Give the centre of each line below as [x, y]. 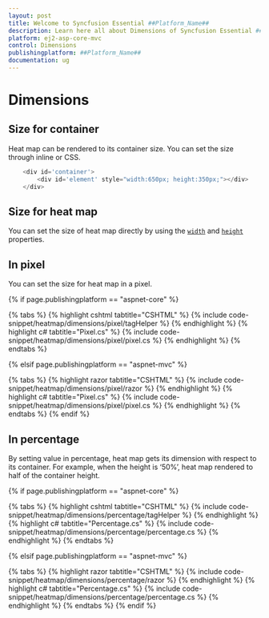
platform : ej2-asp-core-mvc [55, 38]
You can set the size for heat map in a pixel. [80, 284]
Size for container [54, 129]
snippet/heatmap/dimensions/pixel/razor [75, 388]
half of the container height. [54, 475]
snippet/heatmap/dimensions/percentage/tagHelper [94, 515]
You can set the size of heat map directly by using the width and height [126, 231]
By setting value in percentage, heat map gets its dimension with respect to [132, 458]
